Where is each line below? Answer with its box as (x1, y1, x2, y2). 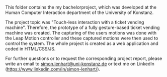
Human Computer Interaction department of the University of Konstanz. (5, 9, 154, 15)
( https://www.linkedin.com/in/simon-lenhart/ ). (5, 66, 101, 72)
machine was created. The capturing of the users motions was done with (5, 30, 157, 35)
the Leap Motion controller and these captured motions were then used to (5, 35, 158, 41)
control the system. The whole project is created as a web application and (5, 40, 158, 46)
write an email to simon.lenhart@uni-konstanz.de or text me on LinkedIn (5, 61, 154, 66)
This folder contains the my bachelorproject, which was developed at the (5, 4, 157, 10)
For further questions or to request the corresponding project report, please (5, 55, 162, 61)
